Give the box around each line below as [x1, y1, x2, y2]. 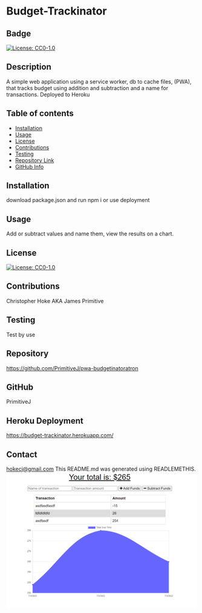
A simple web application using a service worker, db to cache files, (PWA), [6, 77, 192, 85]
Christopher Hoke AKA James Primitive [6, 297, 104, 304]
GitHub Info [15, 163, 44, 170]
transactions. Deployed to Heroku [6, 91, 90, 98]
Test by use [6, 331, 35, 338]
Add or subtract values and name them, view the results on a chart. [6, 230, 174, 237]
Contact [6, 449, 37, 459]
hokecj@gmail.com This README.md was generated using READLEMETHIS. [6, 465, 197, 473]
